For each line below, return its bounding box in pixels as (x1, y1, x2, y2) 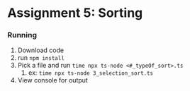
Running (7, 30, 38, 40)
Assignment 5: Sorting (7, 5, 143, 21)
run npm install (17, 54, 65, 62)
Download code (17, 46, 65, 54)
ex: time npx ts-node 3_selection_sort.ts (28, 68, 154, 77)
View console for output (17, 76, 89, 85)
